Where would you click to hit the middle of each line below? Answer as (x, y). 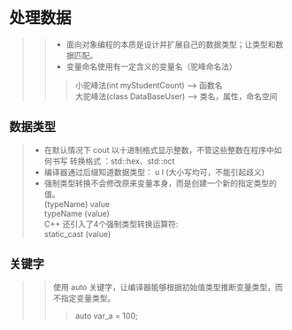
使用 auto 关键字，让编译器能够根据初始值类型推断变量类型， (164, 287)
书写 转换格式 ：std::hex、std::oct (113, 161)
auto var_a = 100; (107, 316)
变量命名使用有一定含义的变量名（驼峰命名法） (151, 66)
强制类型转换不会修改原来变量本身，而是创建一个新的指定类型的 (160, 183)
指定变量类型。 (88, 298)
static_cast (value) (77, 234)
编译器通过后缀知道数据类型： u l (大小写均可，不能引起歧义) (154, 172)
